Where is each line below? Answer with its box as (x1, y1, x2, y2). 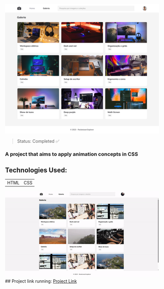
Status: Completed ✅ (17, 138, 60, 144)
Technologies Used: (5, 166, 67, 174)
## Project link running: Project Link (5, 278, 77, 284)
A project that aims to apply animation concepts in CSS (5, 151, 138, 157)
